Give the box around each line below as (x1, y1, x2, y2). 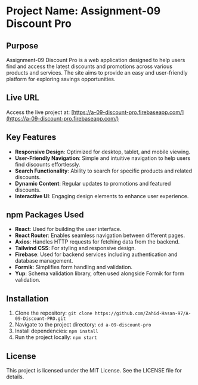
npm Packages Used (6, 210, 85, 220)
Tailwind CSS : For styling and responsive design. (14, 245, 136, 252)
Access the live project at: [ (6, 109, 73, 116)
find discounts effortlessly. (14, 161, 81, 168)
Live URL (6, 93, 40, 103)
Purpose (6, 41, 39, 51)
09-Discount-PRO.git (14, 316, 66, 322)
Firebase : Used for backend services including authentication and (14, 251, 178, 258)
